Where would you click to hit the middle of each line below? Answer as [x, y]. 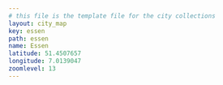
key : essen [27, 31]
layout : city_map [38, 23]
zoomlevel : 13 [32, 69]
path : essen [28, 38]
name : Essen [28, 46]
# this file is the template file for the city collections [112, 16]
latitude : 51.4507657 [45, 53]
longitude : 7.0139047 [45, 62]
